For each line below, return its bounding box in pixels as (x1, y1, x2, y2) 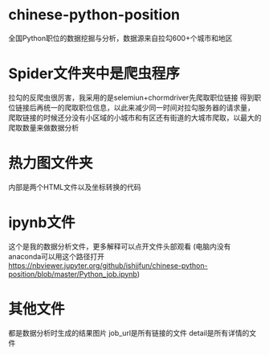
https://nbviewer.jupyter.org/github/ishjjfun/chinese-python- (8, 260, 208, 270)
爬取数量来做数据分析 (8, 122, 79, 132)
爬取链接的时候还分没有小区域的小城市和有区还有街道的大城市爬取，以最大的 (8, 113, 262, 122)
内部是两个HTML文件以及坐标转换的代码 (8, 182, 142, 192)
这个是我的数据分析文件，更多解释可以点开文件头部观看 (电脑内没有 (8, 241, 231, 251)
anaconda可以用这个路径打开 (8, 251, 105, 261)
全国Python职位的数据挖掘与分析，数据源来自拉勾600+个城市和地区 (8, 33, 233, 43)
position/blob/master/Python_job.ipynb (8, 269, 138, 279)
